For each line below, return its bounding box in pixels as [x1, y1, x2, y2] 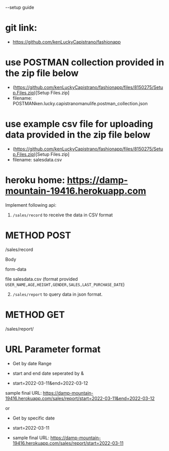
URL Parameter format [5, 343, 101, 355]
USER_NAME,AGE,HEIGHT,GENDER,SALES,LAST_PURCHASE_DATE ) [5, 281, 125, 287]
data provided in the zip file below [5, 129, 151, 141]
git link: [5, 22, 37, 34]
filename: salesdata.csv [12, 156, 62, 163]
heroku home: [5, 175, 65, 186]
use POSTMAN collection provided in [5, 57, 164, 68]
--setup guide [5, 5, 34, 10]
